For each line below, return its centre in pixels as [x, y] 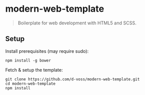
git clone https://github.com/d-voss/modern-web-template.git [72, 79]
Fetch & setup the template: [34, 70]
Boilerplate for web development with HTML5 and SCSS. [77, 23]
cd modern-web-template [31, 84]
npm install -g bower [28, 60]
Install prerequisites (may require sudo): [47, 51]
